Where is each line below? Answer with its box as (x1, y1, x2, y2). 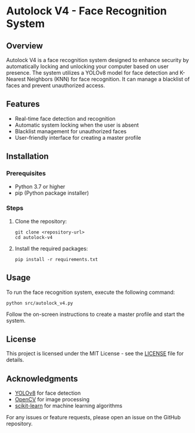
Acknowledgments (6, 373, 79, 383)
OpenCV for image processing (14, 396, 90, 403)
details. (6, 357, 24, 364)
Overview (6, 41, 44, 51)
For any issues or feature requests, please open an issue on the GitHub (6, 414, 181, 421)
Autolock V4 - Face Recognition (6, 4, 167, 18)
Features (6, 99, 40, 109)
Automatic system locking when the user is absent (14, 121, 139, 128)
